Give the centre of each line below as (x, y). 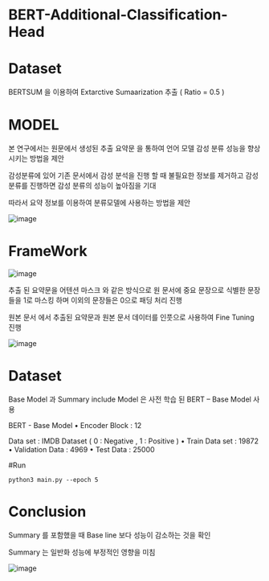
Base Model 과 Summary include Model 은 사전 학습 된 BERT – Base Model (130, 399)
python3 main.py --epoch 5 (53, 480)
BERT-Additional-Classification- (118, 15)
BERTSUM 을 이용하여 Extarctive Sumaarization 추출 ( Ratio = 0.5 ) (116, 92)
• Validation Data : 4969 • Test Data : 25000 (82, 449)
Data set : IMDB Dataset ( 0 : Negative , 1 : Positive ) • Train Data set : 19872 (134, 441)
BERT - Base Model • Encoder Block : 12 (75, 425)
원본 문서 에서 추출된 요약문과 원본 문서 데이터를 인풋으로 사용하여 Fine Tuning (131, 317)
